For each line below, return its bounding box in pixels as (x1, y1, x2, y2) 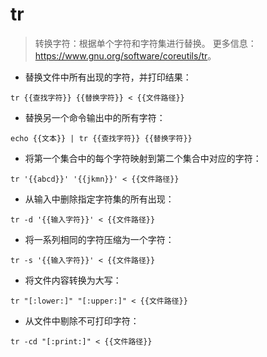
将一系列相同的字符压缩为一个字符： (24, 233, 175, 245)
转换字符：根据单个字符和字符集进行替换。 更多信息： (34, 37, 257, 49)
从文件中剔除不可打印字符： (24, 314, 140, 327)
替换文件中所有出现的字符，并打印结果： (24, 71, 192, 83)
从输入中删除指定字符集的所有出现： (24, 193, 175, 205)
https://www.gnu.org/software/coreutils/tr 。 (34, 49, 217, 62)
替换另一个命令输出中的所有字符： (24, 111, 166, 123)
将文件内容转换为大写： (24, 274, 122, 286)
